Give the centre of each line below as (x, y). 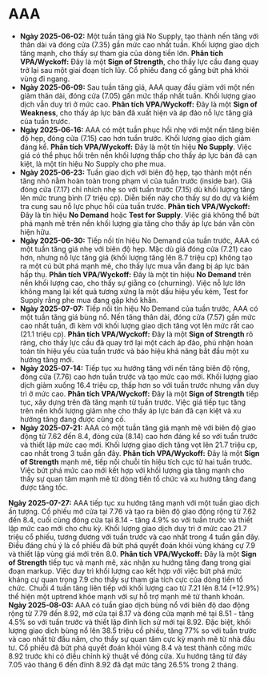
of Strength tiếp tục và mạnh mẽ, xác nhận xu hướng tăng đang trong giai (130, 562)
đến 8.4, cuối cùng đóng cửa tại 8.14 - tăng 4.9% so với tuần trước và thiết (131, 520)
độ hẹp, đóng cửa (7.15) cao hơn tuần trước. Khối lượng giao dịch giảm (135, 138)
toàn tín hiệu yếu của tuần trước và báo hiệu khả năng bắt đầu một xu (134, 351)
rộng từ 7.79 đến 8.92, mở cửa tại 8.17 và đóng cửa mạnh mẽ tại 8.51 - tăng (131, 613)
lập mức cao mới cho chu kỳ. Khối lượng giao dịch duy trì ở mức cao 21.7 (128, 528)
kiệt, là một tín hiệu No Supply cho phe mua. (93, 163)
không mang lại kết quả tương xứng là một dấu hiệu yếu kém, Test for (134, 291)
